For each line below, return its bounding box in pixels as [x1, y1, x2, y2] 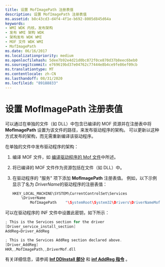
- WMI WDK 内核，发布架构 [5, 26, 53, 31]
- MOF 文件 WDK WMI [5, 39, 44, 44]
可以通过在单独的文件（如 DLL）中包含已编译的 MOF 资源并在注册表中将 [5, 120, 152, 126]
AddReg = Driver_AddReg [5, 229, 50, 233]
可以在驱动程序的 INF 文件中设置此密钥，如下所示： [5, 210, 110, 216]
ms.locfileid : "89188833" [5, 80, 58, 85]
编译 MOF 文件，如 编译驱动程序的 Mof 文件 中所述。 [12, 154, 119, 160]
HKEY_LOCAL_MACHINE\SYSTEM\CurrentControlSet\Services [12, 191, 128, 196]
